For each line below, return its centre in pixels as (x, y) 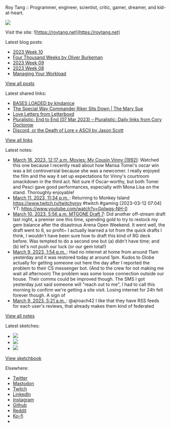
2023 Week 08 (28, 68)
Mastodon (23, 383)
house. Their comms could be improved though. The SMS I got (79, 279)
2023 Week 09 (28, 63)
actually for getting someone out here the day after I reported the (81, 263)
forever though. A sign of (39, 295)
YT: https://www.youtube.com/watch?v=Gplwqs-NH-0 (70, 209)
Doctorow (23, 125)
